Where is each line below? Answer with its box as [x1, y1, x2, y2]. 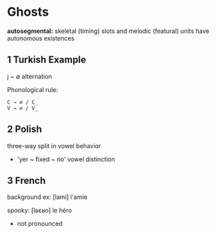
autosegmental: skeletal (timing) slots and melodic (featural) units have [7, 27, 210, 35]
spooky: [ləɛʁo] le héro [7, 207, 72, 215]
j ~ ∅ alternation [7, 72, 53, 80]
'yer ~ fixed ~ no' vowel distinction [16, 155, 115, 163]
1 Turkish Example [7, 54, 86, 66]
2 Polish [7, 124, 43, 135]
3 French [7, 174, 46, 186]
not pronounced [16, 220, 63, 228]
